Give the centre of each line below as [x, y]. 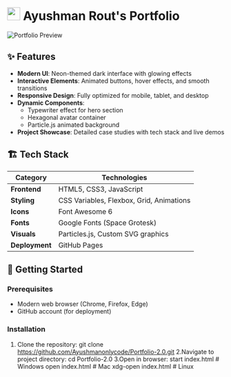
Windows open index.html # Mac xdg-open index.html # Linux [106, 366]
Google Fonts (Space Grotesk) [108, 223]
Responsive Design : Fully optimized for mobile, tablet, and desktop [113, 95]
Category [31, 177]
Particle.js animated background [73, 125]
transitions [32, 88]
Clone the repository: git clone [60, 344]
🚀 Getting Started [45, 269]
